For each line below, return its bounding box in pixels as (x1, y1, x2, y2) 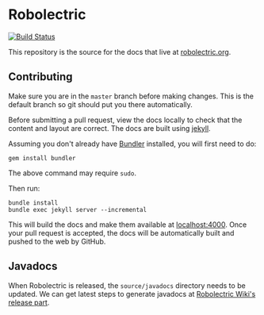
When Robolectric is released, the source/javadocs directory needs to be (8, 280, 246, 290)
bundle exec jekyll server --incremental (8, 206, 147, 213)
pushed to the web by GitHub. (8, 236, 106, 246)
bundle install (8, 198, 59, 207)
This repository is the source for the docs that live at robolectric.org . (8, 47, 231, 56)
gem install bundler (8, 154, 77, 162)
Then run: (8, 183, 40, 193)
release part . (8, 298, 50, 307)
